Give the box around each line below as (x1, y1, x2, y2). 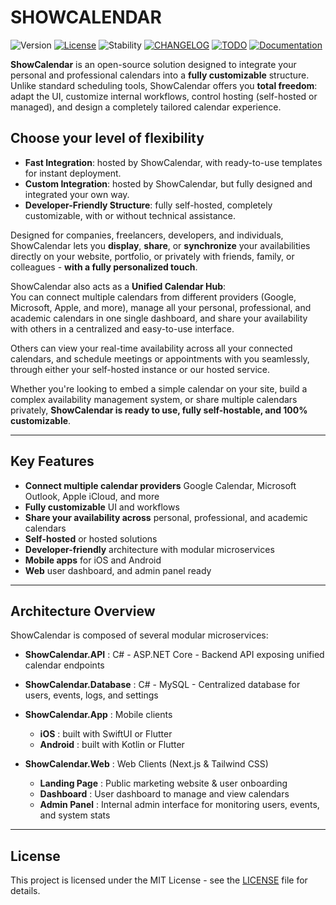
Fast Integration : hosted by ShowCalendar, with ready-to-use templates (24, 156, 323, 168)
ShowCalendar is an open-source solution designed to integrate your (10, 58, 297, 70)
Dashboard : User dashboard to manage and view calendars (39, 788, 290, 800)
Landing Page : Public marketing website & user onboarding (39, 777, 288, 790)
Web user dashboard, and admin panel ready (24, 564, 212, 576)
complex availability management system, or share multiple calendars (10, 393, 298, 405)
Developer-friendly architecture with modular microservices (24, 543, 275, 555)
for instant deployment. (24, 167, 122, 179)
